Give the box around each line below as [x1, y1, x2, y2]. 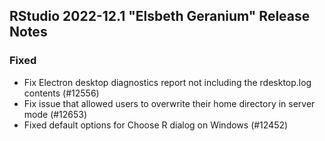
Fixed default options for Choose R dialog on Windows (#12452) [23, 119, 289, 131]
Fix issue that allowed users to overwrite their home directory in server [23, 97, 316, 109]
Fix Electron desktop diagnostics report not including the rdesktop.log [23, 76, 312, 88]
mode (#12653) [23, 108, 88, 120]
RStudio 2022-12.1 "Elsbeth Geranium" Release [9, 8, 311, 25]
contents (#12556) [23, 87, 100, 99]
